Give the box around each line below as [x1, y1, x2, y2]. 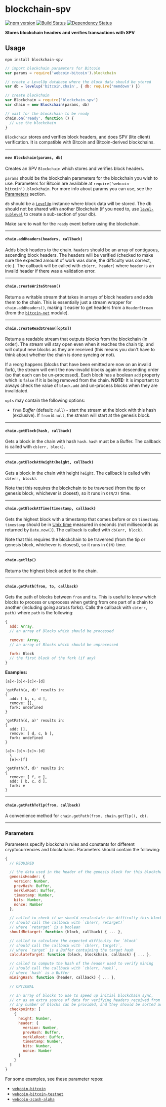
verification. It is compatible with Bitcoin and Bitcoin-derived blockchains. [5, 139, 155, 145]
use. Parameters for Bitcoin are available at [5, 180, 93, 186]
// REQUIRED [9, 861, 35, 866]
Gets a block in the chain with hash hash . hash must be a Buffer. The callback [5, 439, 161, 444]
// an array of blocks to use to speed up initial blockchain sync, [9, 993, 154, 998]
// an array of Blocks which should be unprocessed [9, 642, 119, 647]
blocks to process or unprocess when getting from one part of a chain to [5, 599, 153, 605]
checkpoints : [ [9, 1007, 41, 1012]
